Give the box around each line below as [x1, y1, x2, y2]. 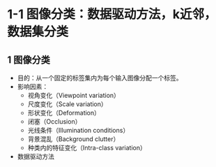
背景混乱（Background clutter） [27, 135, 120, 143]
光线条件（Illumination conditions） [27, 126, 130, 134]
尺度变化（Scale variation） [27, 100, 108, 108]
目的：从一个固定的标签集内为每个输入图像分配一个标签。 [17, 74, 183, 82]
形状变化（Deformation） [27, 109, 101, 117]
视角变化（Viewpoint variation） [27, 92, 121, 99]
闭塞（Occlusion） [27, 117, 82, 126]
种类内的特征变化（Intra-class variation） [27, 144, 146, 152]
